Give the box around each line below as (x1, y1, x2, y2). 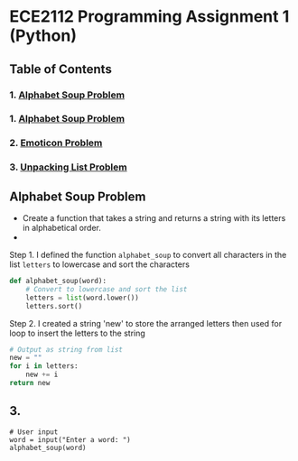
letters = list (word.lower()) (25, 293, 140, 302)
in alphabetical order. (22, 223, 101, 234)
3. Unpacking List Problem (9, 161, 128, 173)
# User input (9, 427, 59, 437)
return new (9, 379, 51, 388)
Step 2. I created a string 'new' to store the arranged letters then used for (9, 318, 283, 328)
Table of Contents (9, 61, 113, 77)
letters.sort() (25, 301, 83, 310)
